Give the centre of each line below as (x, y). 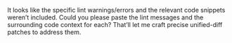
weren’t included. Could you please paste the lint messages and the (105, 17)
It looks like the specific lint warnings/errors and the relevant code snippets (116, 10)
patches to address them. (44, 32)
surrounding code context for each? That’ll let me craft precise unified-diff (115, 25)
